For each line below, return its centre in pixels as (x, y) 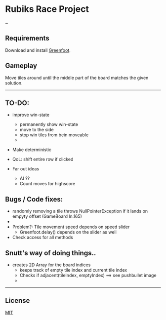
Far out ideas (26, 169)
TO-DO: (17, 103)
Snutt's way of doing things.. (51, 253)
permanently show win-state (49, 124)
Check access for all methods (42, 238)
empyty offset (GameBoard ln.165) (47, 216)
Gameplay (21, 66)
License (18, 300)
